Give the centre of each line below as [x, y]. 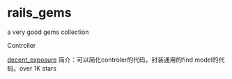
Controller [22, 45]
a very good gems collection [48, 32]
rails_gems [39, 13]
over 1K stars [38, 68]
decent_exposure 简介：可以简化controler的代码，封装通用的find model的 [113, 60]
